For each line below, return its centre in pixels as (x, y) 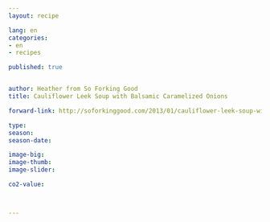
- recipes (25, 53)
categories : (28, 38)
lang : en (23, 30)
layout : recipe (34, 16)
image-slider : (32, 170)
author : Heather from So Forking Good (73, 89)
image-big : (27, 155)
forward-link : (32, 111)
